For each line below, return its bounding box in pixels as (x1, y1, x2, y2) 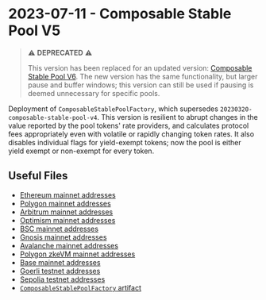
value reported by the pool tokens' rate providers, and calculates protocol (8, 121, 249, 130)
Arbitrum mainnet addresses (19, 207, 114, 217)
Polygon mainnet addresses (19, 198, 111, 208)
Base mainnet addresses (19, 257, 101, 267)
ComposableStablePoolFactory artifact (19, 283, 141, 292)
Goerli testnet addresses (19, 266, 101, 275)
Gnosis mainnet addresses (19, 232, 107, 242)
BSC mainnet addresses (19, 224, 99, 233)
